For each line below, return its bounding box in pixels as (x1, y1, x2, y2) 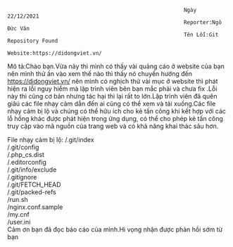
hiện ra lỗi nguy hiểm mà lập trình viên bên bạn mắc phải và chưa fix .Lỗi (7, 84, 218, 93)
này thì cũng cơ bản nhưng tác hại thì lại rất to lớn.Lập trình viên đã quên (7, 92, 218, 100)
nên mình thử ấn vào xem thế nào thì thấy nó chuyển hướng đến (7, 70, 192, 77)
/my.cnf (7, 210, 30, 218)
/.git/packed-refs (7, 188, 56, 196)
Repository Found (7, 37, 58, 44)
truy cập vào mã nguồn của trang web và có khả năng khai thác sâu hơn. (7, 122, 219, 130)
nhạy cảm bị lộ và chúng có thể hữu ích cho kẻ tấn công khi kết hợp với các (7, 107, 227, 115)
